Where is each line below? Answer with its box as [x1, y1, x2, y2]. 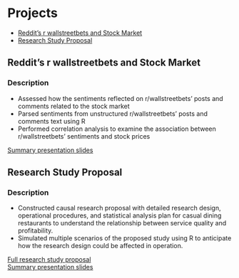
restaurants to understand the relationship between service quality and [17, 219, 227, 228]
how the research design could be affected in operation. [17, 242, 183, 250]
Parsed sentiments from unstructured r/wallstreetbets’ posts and [17, 109, 208, 118]
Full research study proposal [7, 255, 91, 264]
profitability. [17, 226, 54, 235]
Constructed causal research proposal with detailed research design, [17, 204, 221, 213]
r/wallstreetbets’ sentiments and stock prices [17, 132, 151, 140]
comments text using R [17, 117, 86, 125]
